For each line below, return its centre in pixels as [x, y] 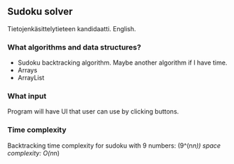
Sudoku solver [40, 12]
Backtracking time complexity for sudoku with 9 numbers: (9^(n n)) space [114, 146]
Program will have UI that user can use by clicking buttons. [93, 111]
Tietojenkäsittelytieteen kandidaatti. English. [72, 28]
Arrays [27, 70]
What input [27, 97]
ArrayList [31, 78]
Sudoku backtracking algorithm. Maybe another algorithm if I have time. [122, 62]
